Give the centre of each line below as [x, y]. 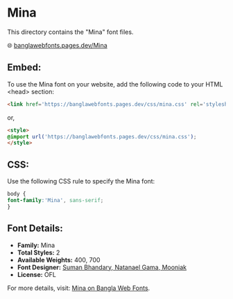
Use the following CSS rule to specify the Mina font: [81, 181]
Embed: [24, 67]
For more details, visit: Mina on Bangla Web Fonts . [79, 288]
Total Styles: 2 [38, 252]
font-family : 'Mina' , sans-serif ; [55, 200]
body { [17, 194]
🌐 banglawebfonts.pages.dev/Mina [57, 45]
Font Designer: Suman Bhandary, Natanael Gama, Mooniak [102, 267]
